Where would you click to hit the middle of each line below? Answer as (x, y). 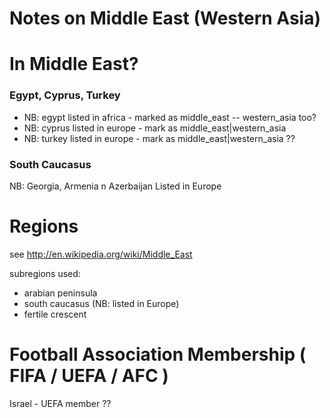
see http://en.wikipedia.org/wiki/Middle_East (101, 254)
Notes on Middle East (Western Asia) (165, 18)
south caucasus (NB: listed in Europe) (101, 303)
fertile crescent (55, 314)
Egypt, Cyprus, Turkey (65, 95)
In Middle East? (74, 64)
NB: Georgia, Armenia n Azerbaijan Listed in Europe (115, 186)
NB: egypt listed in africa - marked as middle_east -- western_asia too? (170, 117)
